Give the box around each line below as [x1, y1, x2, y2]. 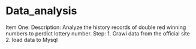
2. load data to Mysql [5, 36, 58, 43]
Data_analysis [5, 4, 77, 18]
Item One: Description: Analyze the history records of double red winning [5, 24, 186, 31]
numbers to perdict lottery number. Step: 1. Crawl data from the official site [5, 30, 190, 37]
